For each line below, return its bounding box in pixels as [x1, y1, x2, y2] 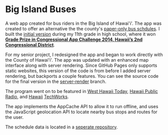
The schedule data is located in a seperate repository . [5, 124, 118, 130]
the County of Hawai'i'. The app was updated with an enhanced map [5, 57, 149, 63]
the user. [5, 114, 24, 120]
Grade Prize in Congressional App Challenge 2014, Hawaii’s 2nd [5, 36, 143, 42]
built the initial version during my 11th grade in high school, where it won [5, 31, 156, 37]
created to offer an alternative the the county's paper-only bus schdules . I [5, 25, 160, 31]
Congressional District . [5, 41, 55, 48]
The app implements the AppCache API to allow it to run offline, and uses [5, 103, 158, 109]
